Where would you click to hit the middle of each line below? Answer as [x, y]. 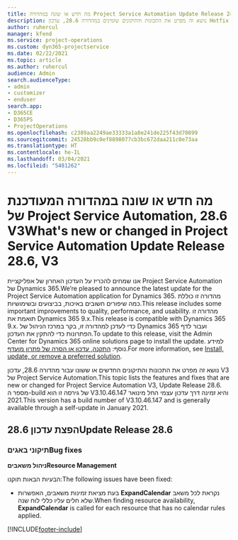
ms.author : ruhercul [38, 67]
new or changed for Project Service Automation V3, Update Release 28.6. [114, 385]
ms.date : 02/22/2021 [38, 54]
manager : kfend [30, 34]
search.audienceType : [39, 80]
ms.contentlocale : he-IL [44, 153]
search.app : [25, 106]
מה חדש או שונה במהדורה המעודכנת [110, 200]
